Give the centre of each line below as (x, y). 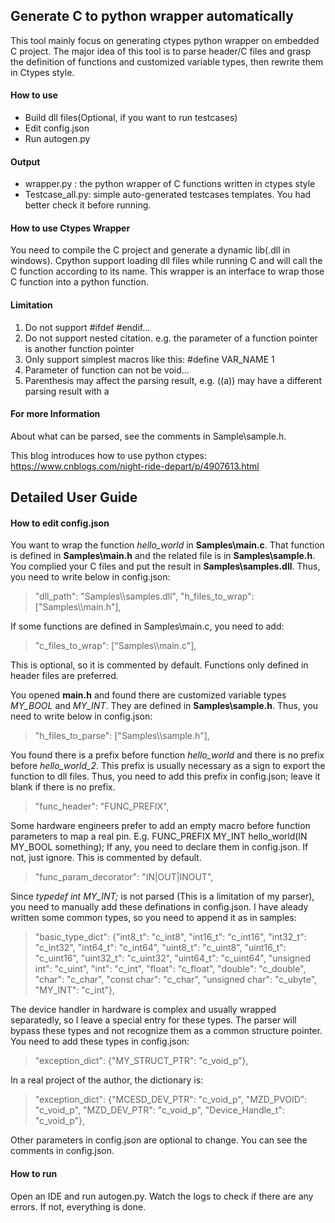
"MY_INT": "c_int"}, (75, 990)
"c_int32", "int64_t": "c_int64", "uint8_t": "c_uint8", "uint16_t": (160, 948)
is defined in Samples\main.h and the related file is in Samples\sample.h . (163, 556)
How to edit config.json (60, 523)
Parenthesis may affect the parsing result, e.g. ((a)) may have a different (173, 380)
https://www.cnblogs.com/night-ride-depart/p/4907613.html (135, 466)
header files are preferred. (64, 676)
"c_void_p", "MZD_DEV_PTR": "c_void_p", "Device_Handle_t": (159, 1110)
